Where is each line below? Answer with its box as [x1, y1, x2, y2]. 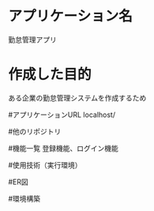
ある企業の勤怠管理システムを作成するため [8, 92, 147, 103]
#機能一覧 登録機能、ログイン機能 [8, 143, 118, 153]
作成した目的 [8, 66, 92, 84]
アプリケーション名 [8, 7, 133, 25]
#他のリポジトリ [8, 126, 62, 136]
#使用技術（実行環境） [8, 160, 82, 170]
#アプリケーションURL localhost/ [8, 110, 116, 119]
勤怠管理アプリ [8, 35, 57, 44]
